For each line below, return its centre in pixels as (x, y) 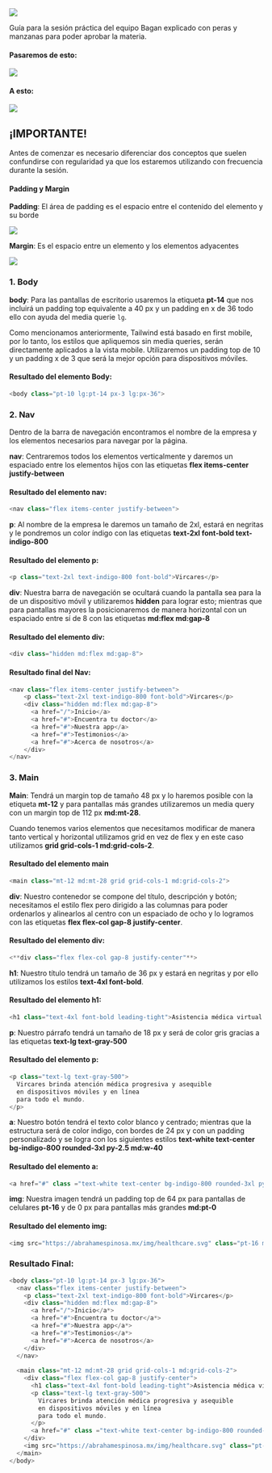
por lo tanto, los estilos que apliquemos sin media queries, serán (116, 341)
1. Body (24, 282)
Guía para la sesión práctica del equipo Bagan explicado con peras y (123, 28)
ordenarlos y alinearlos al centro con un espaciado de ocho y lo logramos (132, 913)
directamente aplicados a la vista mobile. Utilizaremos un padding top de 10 (135, 350)
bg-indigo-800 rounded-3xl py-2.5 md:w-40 (86, 1148)
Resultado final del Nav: (50, 672)
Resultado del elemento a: (54, 1166)
